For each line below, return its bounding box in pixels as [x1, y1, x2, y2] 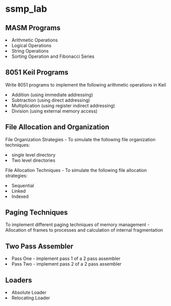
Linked [12, 188, 26, 194]
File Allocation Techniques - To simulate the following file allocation [5, 167, 147, 173]
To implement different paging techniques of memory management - [5, 222, 150, 228]
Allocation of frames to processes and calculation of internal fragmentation [5, 227, 163, 233]
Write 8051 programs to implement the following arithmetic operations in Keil [5, 81, 166, 88]
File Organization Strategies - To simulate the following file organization [5, 136, 156, 142]
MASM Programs [5, 24, 61, 32]
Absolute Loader [12, 290, 47, 296]
